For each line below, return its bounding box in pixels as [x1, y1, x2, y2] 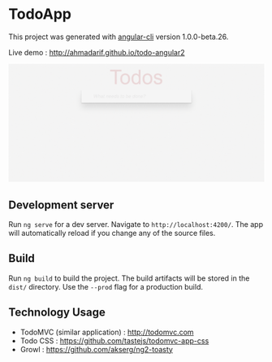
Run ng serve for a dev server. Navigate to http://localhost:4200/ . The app [8, 220, 264, 229]
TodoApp [8, 5, 71, 24]
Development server [8, 198, 114, 212]
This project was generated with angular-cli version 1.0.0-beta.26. [8, 32, 229, 41]
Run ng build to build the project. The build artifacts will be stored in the [8, 273, 250, 283]
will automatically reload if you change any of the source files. [8, 229, 216, 238]
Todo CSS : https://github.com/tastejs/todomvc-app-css [19, 335, 209, 346]
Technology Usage [8, 306, 106, 320]
